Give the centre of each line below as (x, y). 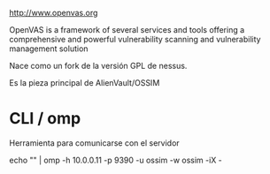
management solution (49, 49)
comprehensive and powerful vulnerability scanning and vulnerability (135, 39)
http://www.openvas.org (54, 13)
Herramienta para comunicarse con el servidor (94, 143)
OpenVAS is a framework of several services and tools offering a (127, 30)
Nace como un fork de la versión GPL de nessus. (98, 66)
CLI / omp (45, 119)
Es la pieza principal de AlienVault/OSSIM (85, 83)
